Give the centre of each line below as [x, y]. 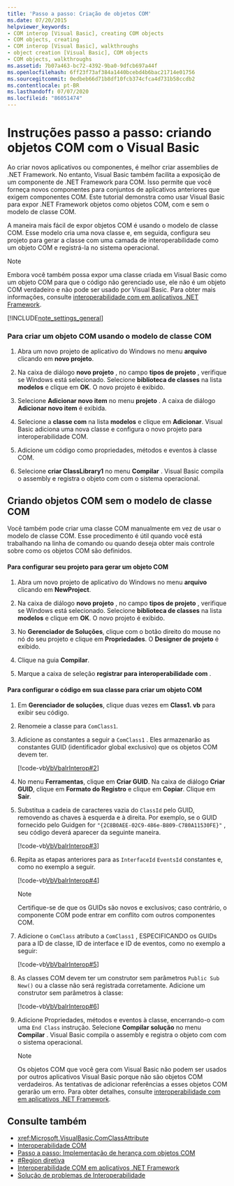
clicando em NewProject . [54, 590]
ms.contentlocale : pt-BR [43, 85]
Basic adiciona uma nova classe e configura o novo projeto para [110, 429]
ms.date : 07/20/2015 [37, 20]
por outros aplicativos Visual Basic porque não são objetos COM [110, 1077]
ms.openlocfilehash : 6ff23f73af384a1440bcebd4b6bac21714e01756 [101, 72]
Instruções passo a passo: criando [109, 133]
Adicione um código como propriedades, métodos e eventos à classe [117, 450]
